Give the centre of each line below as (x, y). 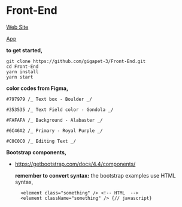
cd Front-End (22, 67)
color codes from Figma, (37, 88)
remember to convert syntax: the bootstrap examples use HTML (95, 175)
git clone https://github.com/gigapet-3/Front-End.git (76, 61)
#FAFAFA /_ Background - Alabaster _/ (54, 120)
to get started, (25, 50)
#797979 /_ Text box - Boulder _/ (49, 99)
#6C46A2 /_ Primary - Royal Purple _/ (54, 130)
